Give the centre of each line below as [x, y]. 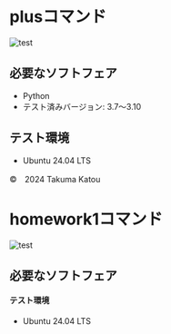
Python [36, 95]
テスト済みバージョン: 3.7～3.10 [82, 106]
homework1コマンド [86, 219]
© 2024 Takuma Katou [55, 179]
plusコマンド [58, 17]
